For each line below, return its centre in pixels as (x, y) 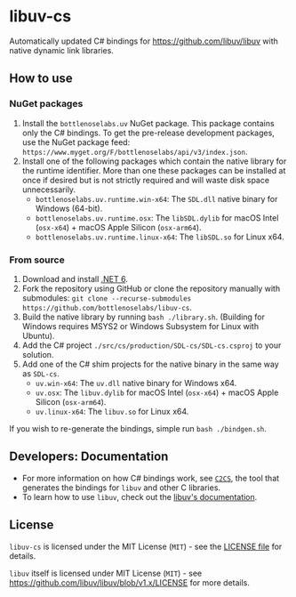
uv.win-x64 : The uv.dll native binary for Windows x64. (136, 383)
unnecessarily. (49, 190)
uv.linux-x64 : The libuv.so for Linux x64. (112, 411)
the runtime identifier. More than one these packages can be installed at (154, 170)
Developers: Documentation (89, 457)
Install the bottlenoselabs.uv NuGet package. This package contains (148, 123)
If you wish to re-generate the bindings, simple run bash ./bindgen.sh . (138, 428)
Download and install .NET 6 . (75, 278)
